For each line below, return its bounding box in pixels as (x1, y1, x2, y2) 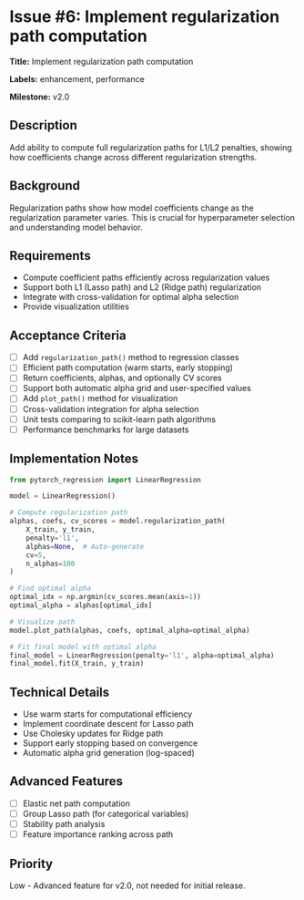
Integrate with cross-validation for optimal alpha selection (22, 292, 239, 303)
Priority (9, 855, 53, 872)
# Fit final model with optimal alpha (9, 642, 157, 651)
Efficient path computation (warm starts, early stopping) (22, 362, 234, 373)
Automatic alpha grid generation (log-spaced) (22, 748, 196, 759)
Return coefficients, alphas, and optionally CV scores (22, 372, 222, 384)
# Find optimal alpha (9, 584, 92, 594)
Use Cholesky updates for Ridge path (22, 728, 164, 740)
